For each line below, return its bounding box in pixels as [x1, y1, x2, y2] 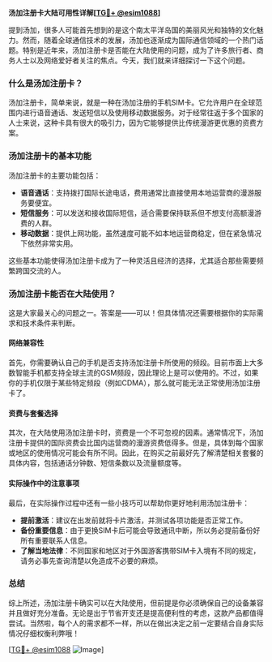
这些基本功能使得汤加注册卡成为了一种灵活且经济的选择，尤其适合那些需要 [8, 256, 257, 265]
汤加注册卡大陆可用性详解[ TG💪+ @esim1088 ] [8, 8, 161, 17]
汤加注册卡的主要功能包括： [8, 170, 101, 180]
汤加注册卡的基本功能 [8, 150, 91, 161]
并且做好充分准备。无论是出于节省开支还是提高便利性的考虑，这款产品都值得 [8, 608, 264, 617]
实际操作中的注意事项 [8, 478, 79, 488]
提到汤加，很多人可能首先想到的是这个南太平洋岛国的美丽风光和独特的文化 [8, 25, 257, 35]
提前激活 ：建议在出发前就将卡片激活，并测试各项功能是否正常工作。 [19, 515, 248, 525]
